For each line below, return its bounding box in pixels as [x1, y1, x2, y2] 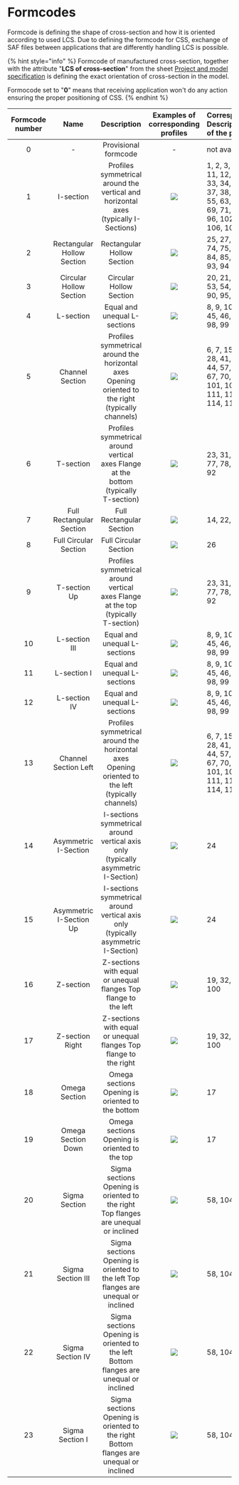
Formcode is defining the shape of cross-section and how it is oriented [7, 28, 216, 36]
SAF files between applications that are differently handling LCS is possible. [7, 43, 229, 51]
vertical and [101, 187, 141, 197]
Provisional [102, 140, 140, 150]
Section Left [53, 762, 94, 772]
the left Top [102, 1273, 140, 1283]
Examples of [152, 110, 196, 120]
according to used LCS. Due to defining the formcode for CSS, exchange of [7, 35, 229, 43]
